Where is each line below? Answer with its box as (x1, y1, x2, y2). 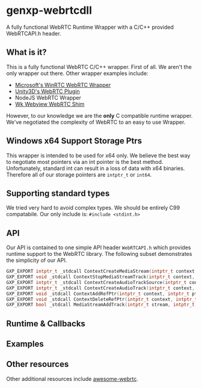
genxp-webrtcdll (6, 4, 92, 17)
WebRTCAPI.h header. (6, 29, 61, 37)
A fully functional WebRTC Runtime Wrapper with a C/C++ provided (6, 23, 174, 31)
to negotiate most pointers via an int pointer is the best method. (6, 158, 164, 165)
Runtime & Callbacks (6, 318, 86, 329)
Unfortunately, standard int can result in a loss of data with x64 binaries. (6, 165, 185, 172)
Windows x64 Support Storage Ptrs (6, 136, 142, 146)
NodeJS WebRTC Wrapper (14, 94, 82, 101)
